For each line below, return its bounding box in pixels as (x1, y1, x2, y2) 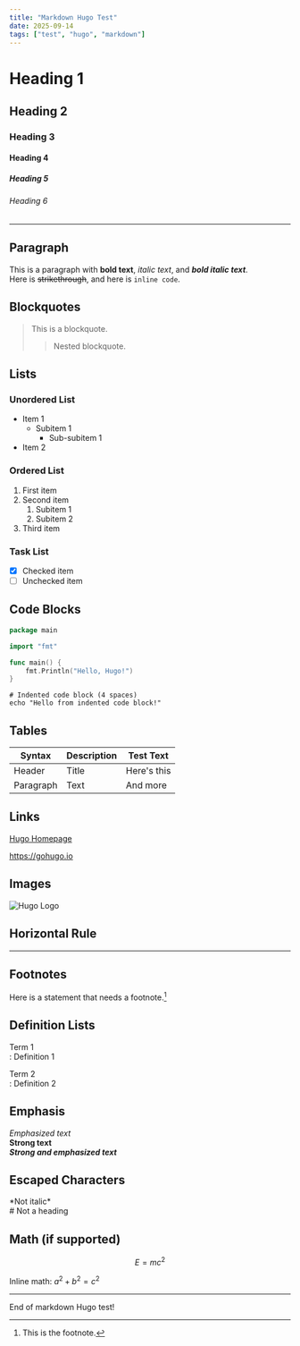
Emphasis (9, 1104, 65, 1119)
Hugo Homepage (9, 833, 73, 843)
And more (125, 779, 168, 792)
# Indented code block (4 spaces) (9, 690, 138, 700)
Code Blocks (9, 602, 81, 617)
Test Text (128, 749, 170, 762)
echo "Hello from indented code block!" (9, 698, 162, 707)
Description (66, 749, 118, 762)
